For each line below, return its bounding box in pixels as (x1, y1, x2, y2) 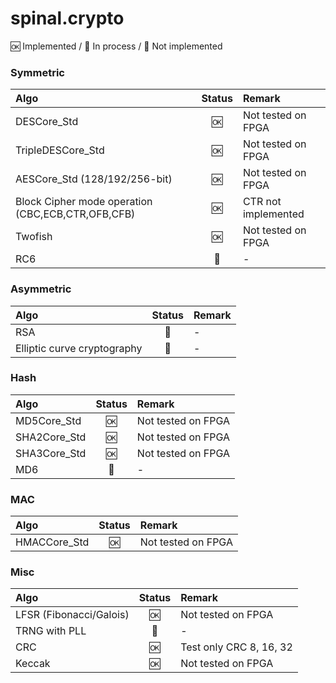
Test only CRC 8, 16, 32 (180, 640, 293, 654)
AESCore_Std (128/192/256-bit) (15, 172, 173, 186)
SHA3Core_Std (15, 446, 87, 460)
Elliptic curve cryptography (15, 341, 143, 355)
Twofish (15, 230, 53, 244)
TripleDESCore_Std (15, 143, 105, 157)
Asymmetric (10, 282, 72, 296)
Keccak (15, 657, 51, 671)
